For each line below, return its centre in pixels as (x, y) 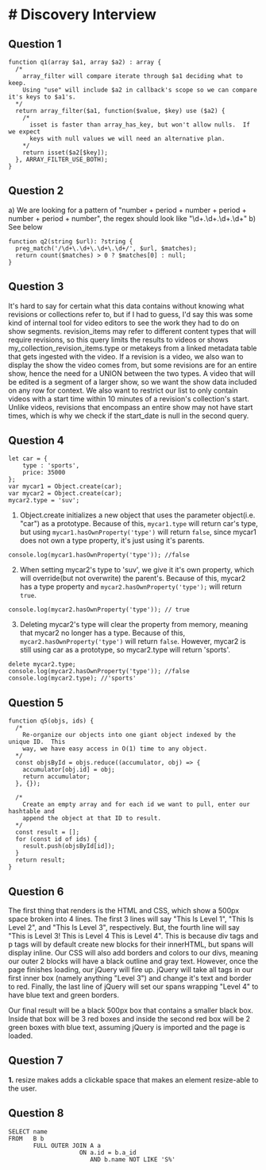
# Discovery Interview (82, 15)
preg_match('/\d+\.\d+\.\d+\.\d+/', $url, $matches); (106, 248)
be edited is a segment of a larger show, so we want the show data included (133, 382)
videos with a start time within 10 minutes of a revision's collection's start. (129, 398)
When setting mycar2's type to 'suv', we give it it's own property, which (137, 570)
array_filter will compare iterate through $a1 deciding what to (133, 76)
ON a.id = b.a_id (108, 1153)
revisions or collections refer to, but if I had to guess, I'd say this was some (131, 314)
